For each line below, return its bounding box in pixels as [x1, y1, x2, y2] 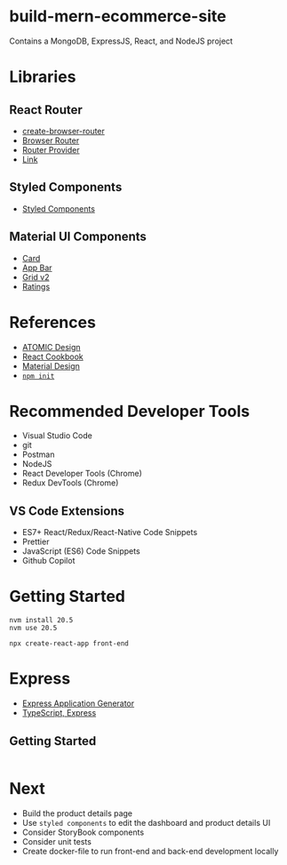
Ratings [21, 281, 51, 292]
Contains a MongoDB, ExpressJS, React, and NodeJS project [9, 36, 234, 46]
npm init [21, 372, 55, 380]
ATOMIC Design [21, 341, 82, 352]
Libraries [9, 67, 76, 87]
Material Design [21, 360, 80, 371]
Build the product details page [21, 807, 133, 819]
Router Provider [21, 144, 80, 155]
